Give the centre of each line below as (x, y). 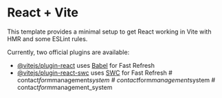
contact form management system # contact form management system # (116, 79)
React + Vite (43, 13)
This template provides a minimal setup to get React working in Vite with (109, 32)
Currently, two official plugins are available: (68, 52)
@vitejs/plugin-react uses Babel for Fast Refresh (86, 65)
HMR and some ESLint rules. (47, 38)
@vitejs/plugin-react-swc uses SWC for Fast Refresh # (95, 73)
